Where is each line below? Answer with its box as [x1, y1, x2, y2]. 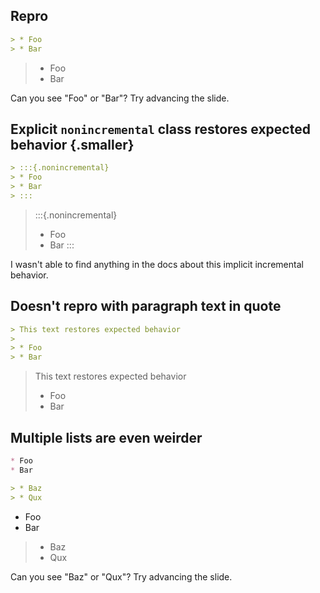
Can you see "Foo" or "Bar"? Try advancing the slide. [10, 92, 230, 104]
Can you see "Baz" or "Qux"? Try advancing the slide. [10, 570, 233, 583]
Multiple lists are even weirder [10, 429, 203, 446]
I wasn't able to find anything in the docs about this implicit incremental [10, 258, 304, 270]
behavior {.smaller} [10, 136, 135, 153]
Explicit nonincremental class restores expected [10, 120, 311, 138]
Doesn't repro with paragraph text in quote [10, 298, 282, 315]
